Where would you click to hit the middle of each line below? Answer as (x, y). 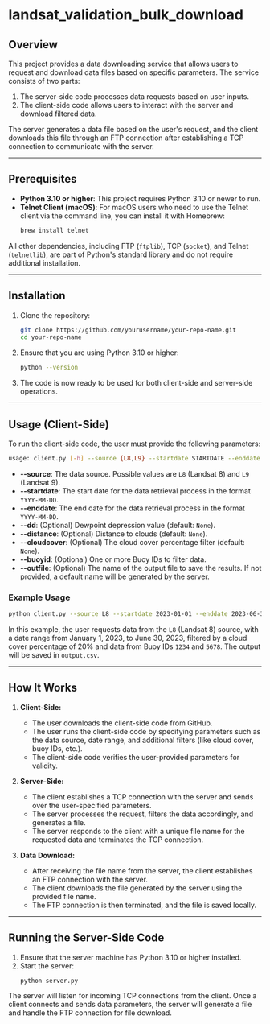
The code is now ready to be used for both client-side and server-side (136, 383)
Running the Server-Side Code (86, 938)
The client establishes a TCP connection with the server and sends (143, 797)
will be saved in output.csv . (54, 654)
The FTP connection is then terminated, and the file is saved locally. (144, 905)
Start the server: (47, 966)
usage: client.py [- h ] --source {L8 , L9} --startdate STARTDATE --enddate (135, 458)
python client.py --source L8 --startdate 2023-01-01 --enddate (118, 614)
